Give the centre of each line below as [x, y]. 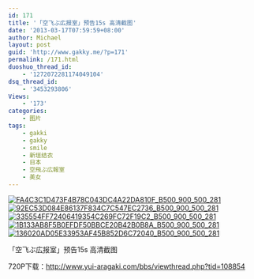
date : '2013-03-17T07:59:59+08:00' [67, 30]
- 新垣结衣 [38, 155]
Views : [19, 96]
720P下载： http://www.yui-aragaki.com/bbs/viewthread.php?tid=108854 [127, 266]
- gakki [35, 133]
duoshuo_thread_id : [40, 67]
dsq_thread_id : [33, 81]
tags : [17, 126]
